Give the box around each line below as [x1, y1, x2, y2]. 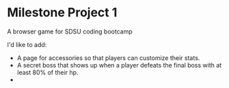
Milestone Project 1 [7, 5, 118, 20]
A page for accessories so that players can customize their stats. [16, 53, 200, 62]
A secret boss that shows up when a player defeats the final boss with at [16, 61, 222, 69]
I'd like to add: [7, 40, 47, 48]
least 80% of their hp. [16, 68, 79, 76]
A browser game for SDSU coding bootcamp [7, 27, 133, 35]
